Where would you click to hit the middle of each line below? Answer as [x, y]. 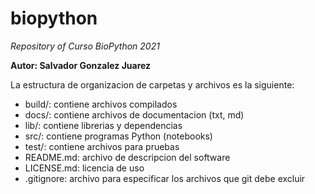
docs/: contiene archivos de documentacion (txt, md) [134, 114]
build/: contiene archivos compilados [101, 104]
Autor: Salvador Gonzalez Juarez [81, 65]
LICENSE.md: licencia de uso [84, 168]
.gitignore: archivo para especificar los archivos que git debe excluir [165, 178]
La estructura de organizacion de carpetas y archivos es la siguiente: [152, 84]
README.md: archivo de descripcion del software [127, 157]
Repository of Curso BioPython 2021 [85, 46]
